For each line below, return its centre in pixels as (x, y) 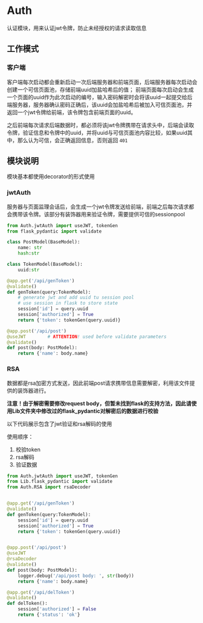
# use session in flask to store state (68, 303)
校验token (28, 449)
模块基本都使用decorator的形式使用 (51, 176)
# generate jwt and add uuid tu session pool (76, 298)
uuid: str (29, 270)
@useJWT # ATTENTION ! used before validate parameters (87, 337)
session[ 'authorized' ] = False (57, 609)
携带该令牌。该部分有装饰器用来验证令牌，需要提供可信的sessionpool (98, 214)
